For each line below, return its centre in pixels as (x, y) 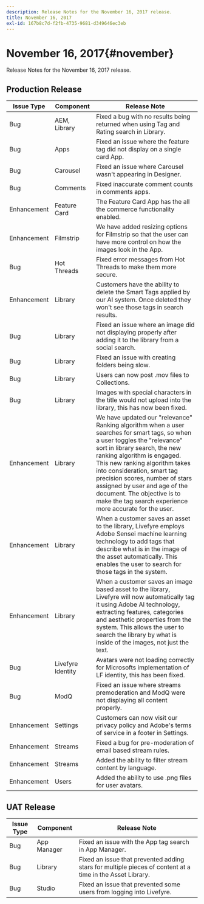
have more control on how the (139, 242)
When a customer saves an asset (143, 519)
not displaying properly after (137, 333)
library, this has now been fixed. (141, 408)
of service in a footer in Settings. (142, 733)
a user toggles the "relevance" (140, 440)
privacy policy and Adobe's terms (144, 725)
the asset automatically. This (137, 557)
